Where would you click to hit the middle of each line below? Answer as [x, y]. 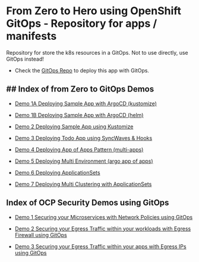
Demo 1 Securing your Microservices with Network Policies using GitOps [104, 217]
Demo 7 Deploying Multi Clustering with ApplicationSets [83, 184]
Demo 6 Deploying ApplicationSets [57, 172]
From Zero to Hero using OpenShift [94, 11]
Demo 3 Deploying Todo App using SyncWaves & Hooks [83, 138]
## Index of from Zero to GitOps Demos [80, 89]
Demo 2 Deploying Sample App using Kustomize [74, 127]
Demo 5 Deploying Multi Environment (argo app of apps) [84, 161]
